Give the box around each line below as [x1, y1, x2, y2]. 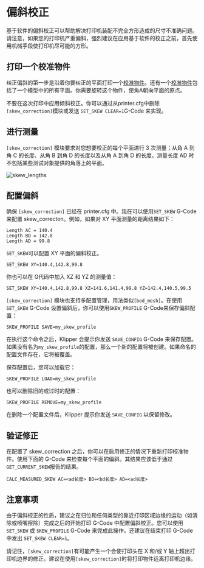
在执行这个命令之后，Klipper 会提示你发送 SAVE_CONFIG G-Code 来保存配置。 [6, 335, 197, 343]
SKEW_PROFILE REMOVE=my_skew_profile [6, 399, 102, 405]
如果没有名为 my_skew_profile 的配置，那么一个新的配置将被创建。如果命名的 [6, 343, 196, 351]
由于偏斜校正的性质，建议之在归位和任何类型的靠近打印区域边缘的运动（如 [6, 512, 192, 519]
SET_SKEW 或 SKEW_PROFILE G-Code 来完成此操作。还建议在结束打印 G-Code [6, 527, 193, 534]
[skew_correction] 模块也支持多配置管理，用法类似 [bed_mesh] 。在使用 [6, 296, 183, 304]
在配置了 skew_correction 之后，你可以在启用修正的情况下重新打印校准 [6, 448, 184, 455]
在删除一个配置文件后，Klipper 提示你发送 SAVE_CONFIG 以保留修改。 [6, 411, 176, 418]
